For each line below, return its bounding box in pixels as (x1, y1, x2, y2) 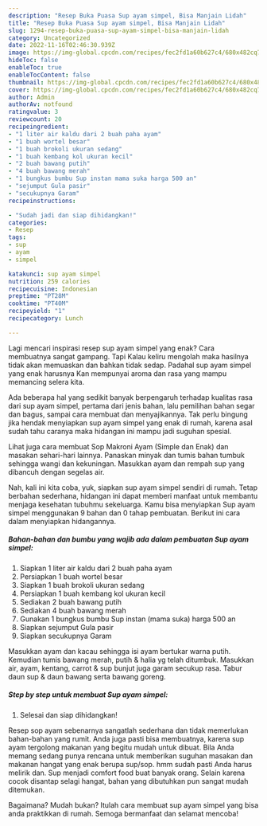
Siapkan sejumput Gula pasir (19, 622, 114, 632)
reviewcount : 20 (8, 115, 62, 123)
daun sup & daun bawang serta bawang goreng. (8, 671, 166, 681)
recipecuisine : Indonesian (8, 284, 98, 293)
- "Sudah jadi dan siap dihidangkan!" (8, 211, 137, 219)
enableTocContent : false (8, 71, 91, 79)
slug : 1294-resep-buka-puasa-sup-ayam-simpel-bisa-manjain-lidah (8, 26, 229, 34)
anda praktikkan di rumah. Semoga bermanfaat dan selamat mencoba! (8, 808, 238, 818)
